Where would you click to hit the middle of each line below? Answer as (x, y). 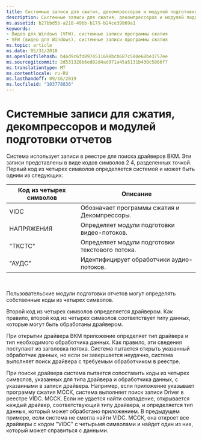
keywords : (19, 29)
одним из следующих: (35, 175)
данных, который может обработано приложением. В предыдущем (93, 411)
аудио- (182, 259)
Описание (136, 194)
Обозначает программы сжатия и (130, 208)
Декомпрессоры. (106, 215)
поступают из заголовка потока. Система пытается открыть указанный (98, 348)
